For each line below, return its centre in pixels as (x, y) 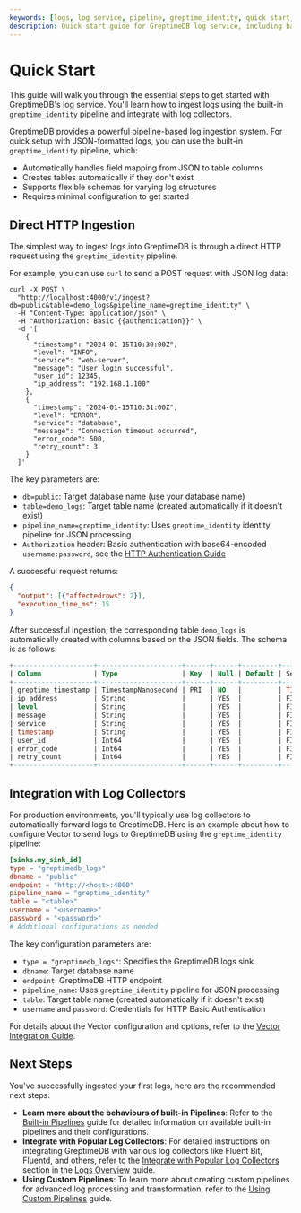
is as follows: (33, 649)
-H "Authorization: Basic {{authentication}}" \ (110, 321)
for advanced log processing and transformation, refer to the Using (146, 1189)
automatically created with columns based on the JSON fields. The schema (148, 639)
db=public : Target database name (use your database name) (133, 497)
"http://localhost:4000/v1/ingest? (84, 298)
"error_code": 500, (69, 439)
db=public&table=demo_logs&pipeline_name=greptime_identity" (126, 306)
